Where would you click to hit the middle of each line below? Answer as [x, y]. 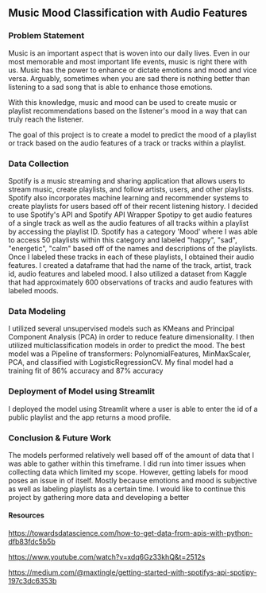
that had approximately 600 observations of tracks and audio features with [131, 282]
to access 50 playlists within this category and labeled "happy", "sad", [123, 240]
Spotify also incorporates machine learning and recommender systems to [128, 197]
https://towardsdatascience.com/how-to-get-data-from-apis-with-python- [131, 533]
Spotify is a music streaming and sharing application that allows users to [127, 180]
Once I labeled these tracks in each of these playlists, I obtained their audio [131, 257]
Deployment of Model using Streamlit [82, 391]
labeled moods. [34, 290]
